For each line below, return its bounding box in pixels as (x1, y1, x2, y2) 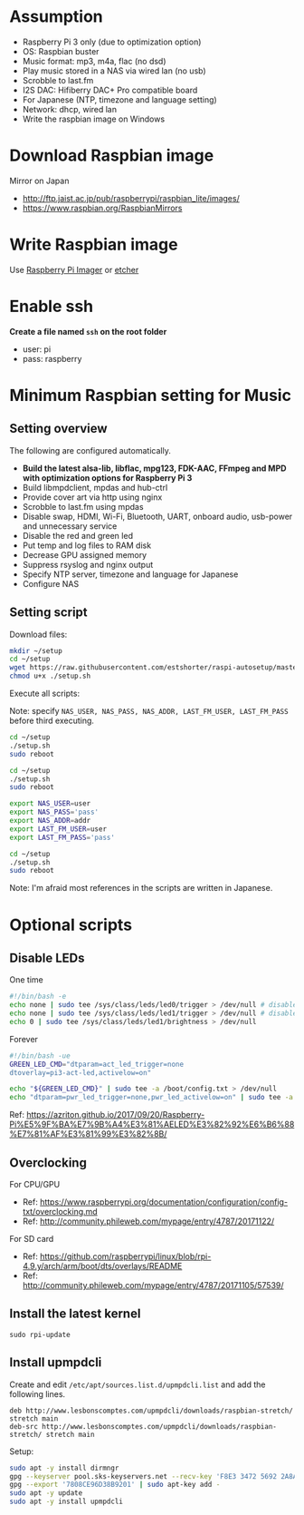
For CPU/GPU (9, 1179, 61, 1189)
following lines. (9, 1388, 66, 1399)
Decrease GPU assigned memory (22, 549, 147, 560)
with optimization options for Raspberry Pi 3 (22, 472, 193, 483)
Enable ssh (9, 297, 94, 317)
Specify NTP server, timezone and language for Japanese (22, 569, 239, 580)
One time (9, 974, 43, 985)
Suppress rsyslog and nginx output (22, 559, 154, 570)
